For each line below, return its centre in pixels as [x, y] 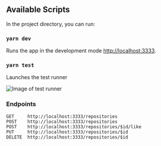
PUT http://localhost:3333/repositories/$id [67, 132]
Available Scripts [38, 10]
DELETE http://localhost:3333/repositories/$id [67, 137]
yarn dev [19, 38]
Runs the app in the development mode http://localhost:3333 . [81, 51]
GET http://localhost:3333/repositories [62, 116]
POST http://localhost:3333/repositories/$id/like [74, 126]
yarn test [20, 65]
